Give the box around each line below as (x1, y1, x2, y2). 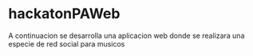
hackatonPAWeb (8, 5, 121, 23)
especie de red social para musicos (8, 39, 125, 48)
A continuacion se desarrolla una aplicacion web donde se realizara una (8, 31, 245, 40)
